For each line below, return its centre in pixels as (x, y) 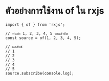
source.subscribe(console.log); (40, 73)
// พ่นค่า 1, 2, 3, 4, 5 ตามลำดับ (37, 33)
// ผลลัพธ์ (14, 47)
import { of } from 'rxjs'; (35, 25)
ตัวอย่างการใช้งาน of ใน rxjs (55, 11)
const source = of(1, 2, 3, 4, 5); (43, 38)
